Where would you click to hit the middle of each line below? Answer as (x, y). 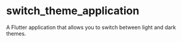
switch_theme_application (73, 11)
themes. (16, 33)
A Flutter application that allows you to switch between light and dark (91, 27)
